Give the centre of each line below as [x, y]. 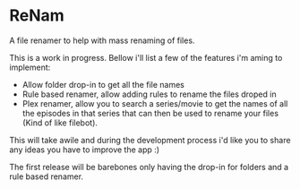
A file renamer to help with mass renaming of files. [102, 40]
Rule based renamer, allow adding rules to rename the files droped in [149, 94]
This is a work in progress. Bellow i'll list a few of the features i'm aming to [146, 57]
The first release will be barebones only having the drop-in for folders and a [149, 167]
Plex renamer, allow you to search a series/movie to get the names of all [155, 103]
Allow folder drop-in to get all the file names [103, 84]
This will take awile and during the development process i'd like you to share [150, 140]
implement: [30, 67]
